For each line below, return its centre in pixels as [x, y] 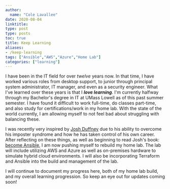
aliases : [14, 48]
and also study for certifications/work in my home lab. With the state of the [83, 108]
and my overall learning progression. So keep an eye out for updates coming [85, 177]
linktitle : [17, 24]
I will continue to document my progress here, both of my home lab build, [82, 171]
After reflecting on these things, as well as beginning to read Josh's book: [82, 140]
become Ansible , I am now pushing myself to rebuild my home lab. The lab [83, 145]
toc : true [16, 39]
